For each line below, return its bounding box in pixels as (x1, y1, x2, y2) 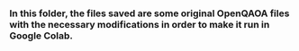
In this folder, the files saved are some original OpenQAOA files (9, 7, 290, 20)
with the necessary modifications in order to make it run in (9, 18, 270, 30)
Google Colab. (9, 30, 74, 42)
